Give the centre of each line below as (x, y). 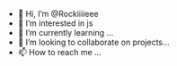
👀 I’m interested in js (55, 23)
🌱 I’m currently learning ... (66, 33)
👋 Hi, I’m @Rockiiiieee (58, 14)
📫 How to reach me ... (59, 52)
